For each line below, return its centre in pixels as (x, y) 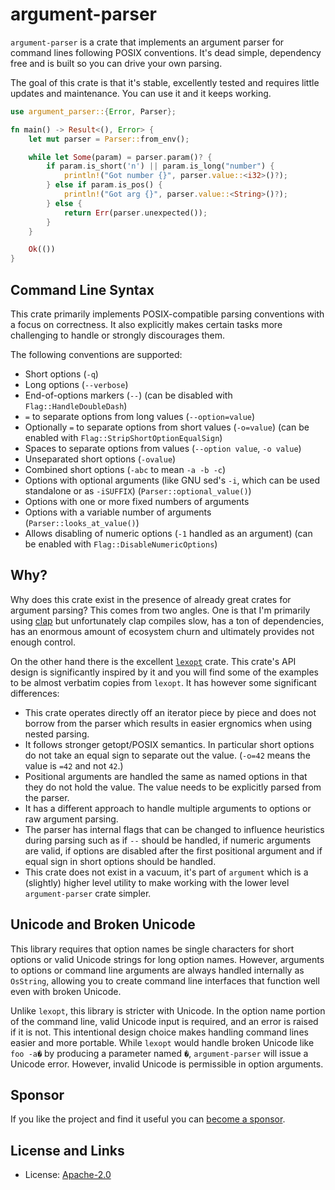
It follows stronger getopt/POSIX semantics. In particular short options (169, 744)
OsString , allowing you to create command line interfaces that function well (165, 980)
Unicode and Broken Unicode (103, 924)
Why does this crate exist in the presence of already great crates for (151, 599)
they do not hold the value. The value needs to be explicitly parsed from (173, 787)
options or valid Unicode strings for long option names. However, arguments (167, 959)
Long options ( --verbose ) (76, 384)
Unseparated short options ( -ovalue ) (100, 459)
